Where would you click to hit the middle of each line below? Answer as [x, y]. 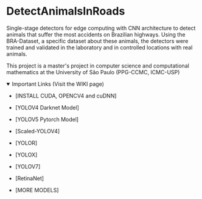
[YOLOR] [26, 143]
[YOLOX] [26, 155]
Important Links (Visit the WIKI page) [58, 84]
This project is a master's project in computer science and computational [98, 66]
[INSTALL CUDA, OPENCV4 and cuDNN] [66, 96]
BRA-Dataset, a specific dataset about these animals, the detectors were [97, 41]
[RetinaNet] [30, 178]
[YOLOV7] [28, 166]
